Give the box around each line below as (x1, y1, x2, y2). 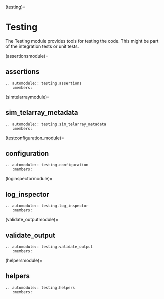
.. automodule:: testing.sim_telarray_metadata (5, 122, 107, 127)
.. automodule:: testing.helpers (5, 285, 75, 290)
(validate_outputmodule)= (5, 217, 59, 223)
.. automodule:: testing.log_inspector (5, 203, 89, 209)
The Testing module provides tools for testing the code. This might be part (5, 38, 159, 44)
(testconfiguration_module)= (5, 135, 64, 141)
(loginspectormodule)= (5, 176, 53, 182)
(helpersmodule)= (5, 257, 43, 263)
